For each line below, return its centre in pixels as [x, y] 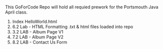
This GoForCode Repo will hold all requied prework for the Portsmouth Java [82, 7]
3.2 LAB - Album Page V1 [38, 32]
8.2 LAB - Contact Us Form [40, 42]
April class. [16, 12]
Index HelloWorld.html [35, 22]
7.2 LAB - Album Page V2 [38, 37]
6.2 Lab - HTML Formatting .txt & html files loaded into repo [73, 27]
